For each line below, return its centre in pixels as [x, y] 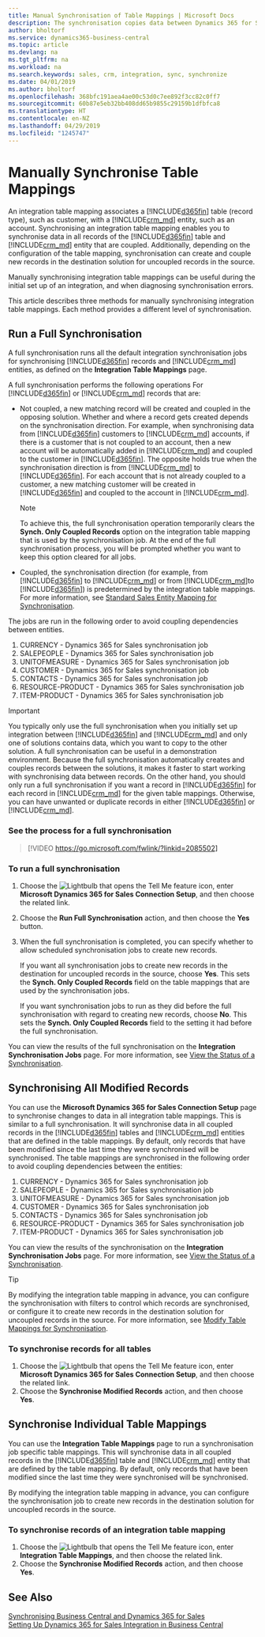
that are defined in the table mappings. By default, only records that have [127, 1141]
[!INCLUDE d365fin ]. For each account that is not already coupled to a [132, 476]
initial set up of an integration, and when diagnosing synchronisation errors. [131, 285]
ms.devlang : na [33, 52]
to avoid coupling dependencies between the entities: [95, 1166]
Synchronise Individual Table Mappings [108, 1425]
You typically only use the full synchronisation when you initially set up [123, 726]
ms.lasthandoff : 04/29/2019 [54, 126]
